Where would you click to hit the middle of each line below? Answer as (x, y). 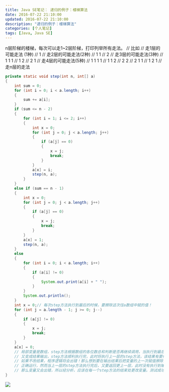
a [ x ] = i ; (42, 170)
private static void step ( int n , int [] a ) (50, 76)
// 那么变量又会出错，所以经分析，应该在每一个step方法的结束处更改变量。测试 (86, 370)
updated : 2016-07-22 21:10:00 (37, 19)
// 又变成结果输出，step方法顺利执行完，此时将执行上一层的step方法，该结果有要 (88, 356)
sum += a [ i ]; (37, 100)
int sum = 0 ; (28, 86)
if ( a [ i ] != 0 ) (48, 272)
